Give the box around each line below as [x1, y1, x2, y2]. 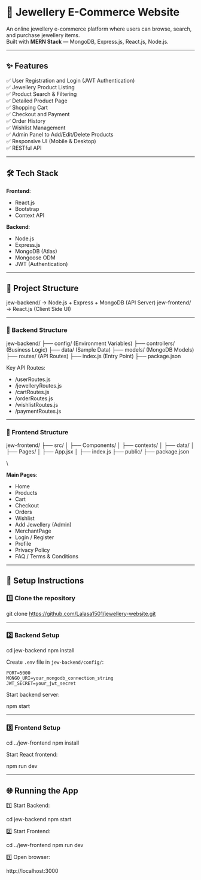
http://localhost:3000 [6, 867, 59, 875]
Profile [14, 540, 32, 547]
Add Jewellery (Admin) [14, 521, 72, 528]
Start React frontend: [6, 751, 58, 758]
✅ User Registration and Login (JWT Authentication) [6, 77, 135, 84]
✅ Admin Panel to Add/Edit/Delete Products [6, 131, 114, 138]
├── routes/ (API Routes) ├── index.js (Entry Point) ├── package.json [6, 352, 181, 359]
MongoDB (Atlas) [14, 247, 58, 255]
